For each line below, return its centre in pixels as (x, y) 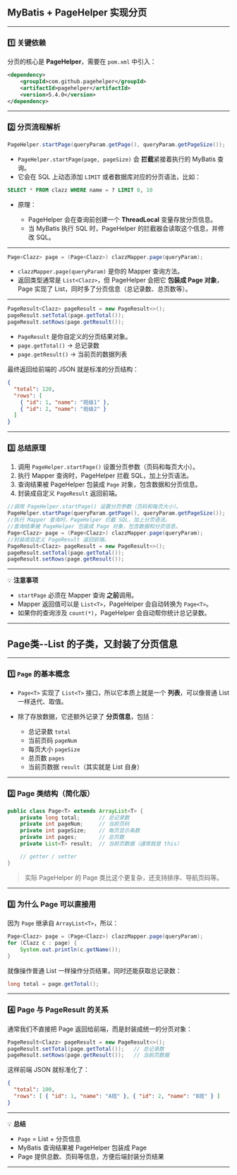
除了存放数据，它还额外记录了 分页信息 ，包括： (86, 717)
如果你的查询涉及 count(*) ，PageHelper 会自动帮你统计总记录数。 (114, 613)
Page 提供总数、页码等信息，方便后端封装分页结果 (91, 1156)
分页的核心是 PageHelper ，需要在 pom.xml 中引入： (82, 61)
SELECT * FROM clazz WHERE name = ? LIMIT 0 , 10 (80, 190)
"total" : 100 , (34, 1090)
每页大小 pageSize (54, 749)
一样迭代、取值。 (42, 702)
